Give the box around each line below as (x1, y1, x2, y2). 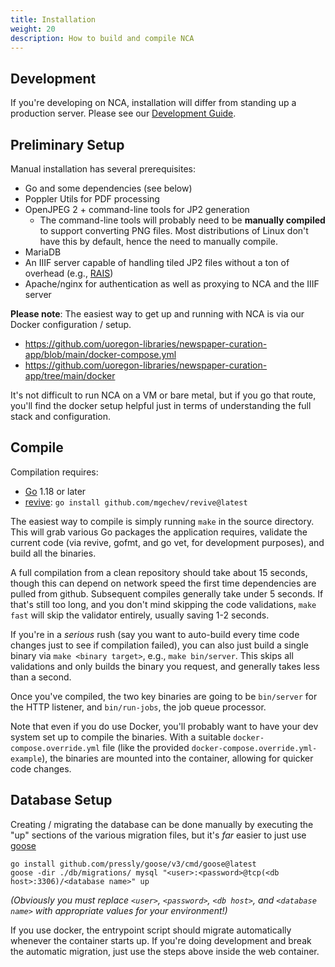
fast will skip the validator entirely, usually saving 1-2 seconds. (10, 609, 270, 621)
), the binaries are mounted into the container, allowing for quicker (41, 752, 314, 764)
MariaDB (24, 246, 62, 258)
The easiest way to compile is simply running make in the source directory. (10, 515, 315, 527)
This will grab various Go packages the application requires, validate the (10, 526, 308, 538)
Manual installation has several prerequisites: (10, 163, 197, 175)
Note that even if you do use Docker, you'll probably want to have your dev (10, 720, 319, 732)
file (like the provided (102, 741, 190, 753)
